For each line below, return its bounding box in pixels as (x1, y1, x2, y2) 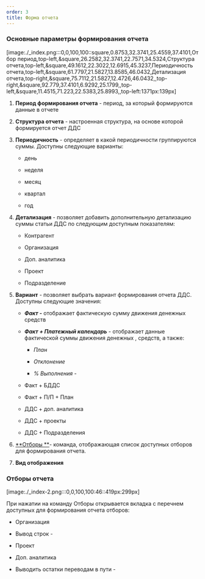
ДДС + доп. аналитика (24, 405, 84, 412)
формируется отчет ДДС (15, 124, 81, 131)
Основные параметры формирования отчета (6, 35, 149, 43)
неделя (24, 166, 44, 173)
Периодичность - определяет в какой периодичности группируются (15, 136, 196, 144)
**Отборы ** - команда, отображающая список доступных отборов (15, 440, 192, 448)
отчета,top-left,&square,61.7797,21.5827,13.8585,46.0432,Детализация (6, 68, 186, 75)
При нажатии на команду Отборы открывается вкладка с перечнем (6, 500, 184, 508)
